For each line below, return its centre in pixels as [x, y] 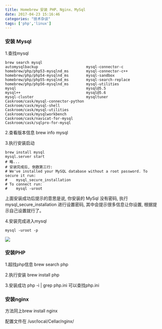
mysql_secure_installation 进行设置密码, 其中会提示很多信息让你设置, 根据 [79, 204]
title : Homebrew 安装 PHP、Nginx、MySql [45, 10]
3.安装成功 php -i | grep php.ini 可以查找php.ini [52, 285]
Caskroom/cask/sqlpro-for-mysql [38, 123]
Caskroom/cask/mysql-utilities [37, 110]
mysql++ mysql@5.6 [56, 92]
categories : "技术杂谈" [28, 19]
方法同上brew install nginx [31, 311]
